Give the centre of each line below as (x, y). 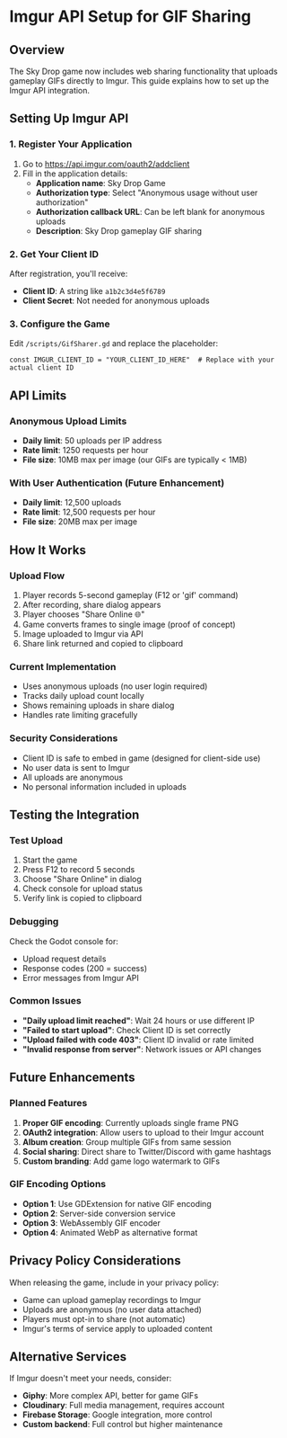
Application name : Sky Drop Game (100, 183)
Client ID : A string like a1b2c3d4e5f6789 (94, 290)
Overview (37, 50)
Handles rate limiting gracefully (80, 715)
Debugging (34, 922)
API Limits (38, 395)
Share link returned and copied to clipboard (103, 643)
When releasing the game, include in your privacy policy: (114, 1282)
